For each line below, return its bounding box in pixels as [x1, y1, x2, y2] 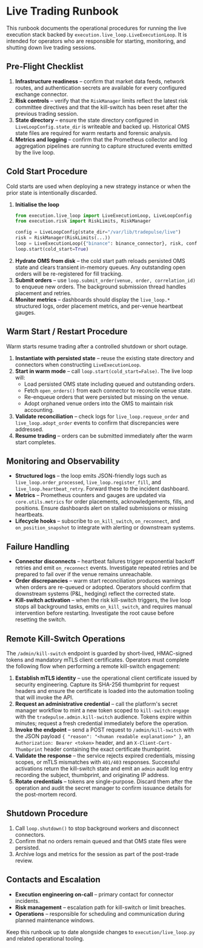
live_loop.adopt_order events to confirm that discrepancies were [15, 419, 179, 427]
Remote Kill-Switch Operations [6, 633, 125, 644]
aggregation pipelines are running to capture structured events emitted [15, 142, 193, 150]
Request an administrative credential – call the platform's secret [15, 700, 178, 708]
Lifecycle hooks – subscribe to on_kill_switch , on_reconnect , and [15, 517, 181, 525]
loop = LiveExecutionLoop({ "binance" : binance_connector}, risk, [15, 240, 184, 247]
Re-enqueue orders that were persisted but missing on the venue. [24, 393, 189, 400]
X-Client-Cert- [134, 741, 173, 747]
